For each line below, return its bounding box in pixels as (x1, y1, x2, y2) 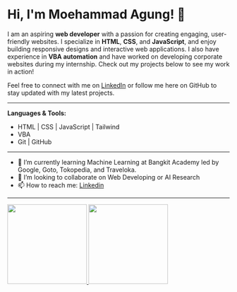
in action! (7, 67, 35, 76)
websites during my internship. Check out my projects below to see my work (7, 59, 230, 68)
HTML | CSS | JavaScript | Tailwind (17, 122, 120, 131)
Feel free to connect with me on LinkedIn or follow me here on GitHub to (7, 81, 217, 89)
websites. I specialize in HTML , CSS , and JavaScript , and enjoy (31, 37, 217, 45)
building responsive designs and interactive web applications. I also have (7, 45, 220, 53)
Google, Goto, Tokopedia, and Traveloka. (17, 165, 137, 174)
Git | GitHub (17, 137, 52, 146)
